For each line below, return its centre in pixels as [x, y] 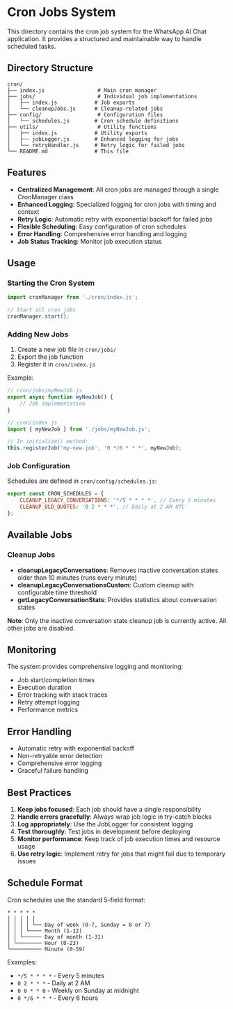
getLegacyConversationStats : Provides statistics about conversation [117, 599]
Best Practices [39, 793]
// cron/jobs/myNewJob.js [45, 391]
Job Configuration [39, 466]
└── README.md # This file [68, 151]
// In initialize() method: [48, 442]
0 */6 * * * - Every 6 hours [58, 998]
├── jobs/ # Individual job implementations [102, 96]
